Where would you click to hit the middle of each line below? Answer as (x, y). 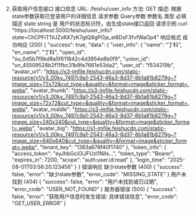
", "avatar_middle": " (50, 109)
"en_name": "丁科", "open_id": (49, 52)
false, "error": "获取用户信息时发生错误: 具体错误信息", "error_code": (95, 197)
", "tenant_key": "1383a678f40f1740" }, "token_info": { (101, 147)
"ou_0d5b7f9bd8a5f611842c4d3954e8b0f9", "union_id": (81, 59)
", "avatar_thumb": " (50, 90)
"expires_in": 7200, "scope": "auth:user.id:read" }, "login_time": (89, 160)
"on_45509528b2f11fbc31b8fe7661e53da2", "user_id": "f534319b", (93, 65)
